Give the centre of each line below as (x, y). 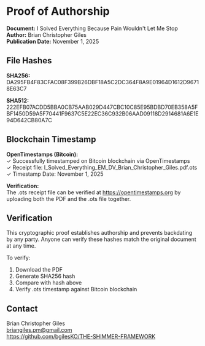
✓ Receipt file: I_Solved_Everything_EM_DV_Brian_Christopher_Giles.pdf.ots (102, 167)
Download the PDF (39, 270)
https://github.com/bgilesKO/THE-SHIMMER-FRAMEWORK (81, 337)
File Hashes (29, 61)
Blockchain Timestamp (51, 140)
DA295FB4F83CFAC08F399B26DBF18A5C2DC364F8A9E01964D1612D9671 (103, 82)
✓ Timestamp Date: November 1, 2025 (55, 174)
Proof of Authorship (58, 11)
